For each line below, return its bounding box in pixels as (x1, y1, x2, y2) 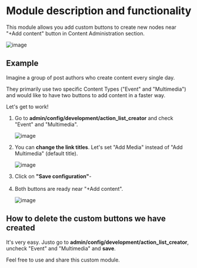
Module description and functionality (6, 4, 192, 18)
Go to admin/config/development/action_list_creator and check (14, 114, 173, 121)
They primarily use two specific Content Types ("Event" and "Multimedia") (6, 85, 186, 92)
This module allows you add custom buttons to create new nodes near (6, 24, 176, 31)
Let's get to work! (6, 103, 49, 110)
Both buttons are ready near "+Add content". (14, 185, 123, 192)
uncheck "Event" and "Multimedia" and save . (6, 244, 116, 252)
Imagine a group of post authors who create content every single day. (6, 74, 175, 81)
